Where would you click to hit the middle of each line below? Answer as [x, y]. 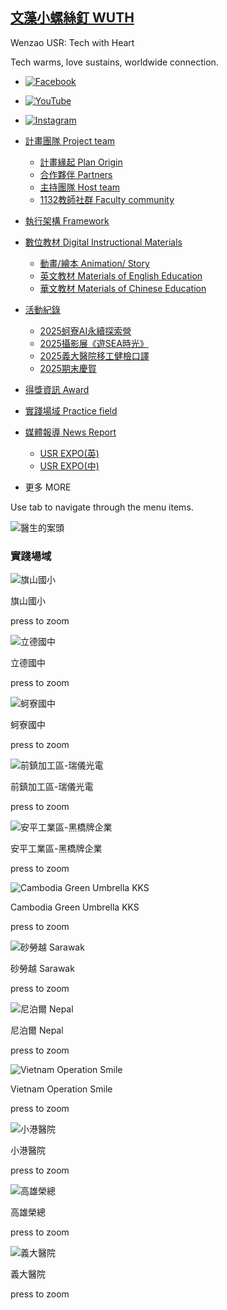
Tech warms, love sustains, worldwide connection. [114, 62]
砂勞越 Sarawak [42, 969]
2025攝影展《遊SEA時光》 [94, 343]
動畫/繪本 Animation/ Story [94, 263]
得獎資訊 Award [57, 389]
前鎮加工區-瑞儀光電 [52, 787]
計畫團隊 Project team [70, 140]
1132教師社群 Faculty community [107, 199]
